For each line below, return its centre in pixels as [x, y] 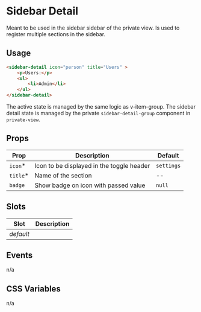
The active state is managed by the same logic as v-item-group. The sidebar [101, 107]
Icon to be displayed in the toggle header [92, 165]
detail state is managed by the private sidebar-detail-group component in [98, 113]
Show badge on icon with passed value [90, 185]
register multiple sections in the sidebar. [56, 34]
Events [20, 256]
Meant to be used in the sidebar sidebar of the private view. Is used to [93, 28]
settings [168, 165]
